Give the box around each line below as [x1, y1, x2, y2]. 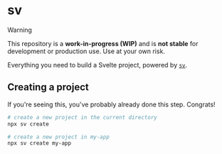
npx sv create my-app [7, 140, 72, 147]
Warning [7, 26, 32, 34]
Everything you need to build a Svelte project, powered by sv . [7, 60, 188, 69]
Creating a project [7, 81, 89, 94]
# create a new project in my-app [7, 133, 110, 141]
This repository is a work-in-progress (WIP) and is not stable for [7, 39, 199, 48]
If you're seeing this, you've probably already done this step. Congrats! [7, 100, 216, 109]
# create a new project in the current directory [7, 114, 158, 121]
